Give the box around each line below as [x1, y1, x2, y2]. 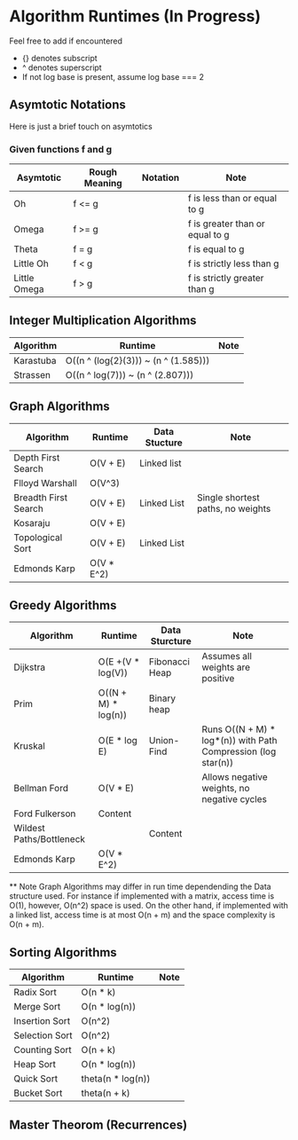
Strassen [13, 368, 51, 381]
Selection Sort [13, 1029, 73, 1042]
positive [201, 672, 235, 685]
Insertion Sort [13, 1015, 71, 1027]
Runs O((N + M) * [201, 723, 277, 735]
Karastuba [13, 354, 57, 366]
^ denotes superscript [21, 62, 102, 73]
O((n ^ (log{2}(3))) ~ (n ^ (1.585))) [65, 354, 210, 366]
